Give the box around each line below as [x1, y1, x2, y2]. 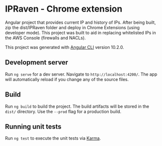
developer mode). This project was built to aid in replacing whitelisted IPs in [5, 30, 156, 35]
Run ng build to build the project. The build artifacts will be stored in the [5, 103, 149, 109]
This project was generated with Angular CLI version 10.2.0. [5, 44, 125, 50]
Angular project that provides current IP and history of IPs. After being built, [5, 19, 156, 25]
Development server [5, 58, 68, 66]
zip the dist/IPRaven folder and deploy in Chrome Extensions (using [5, 24, 140, 30]
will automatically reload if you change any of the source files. [5, 76, 129, 82]
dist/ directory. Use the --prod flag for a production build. [5, 108, 121, 114]
